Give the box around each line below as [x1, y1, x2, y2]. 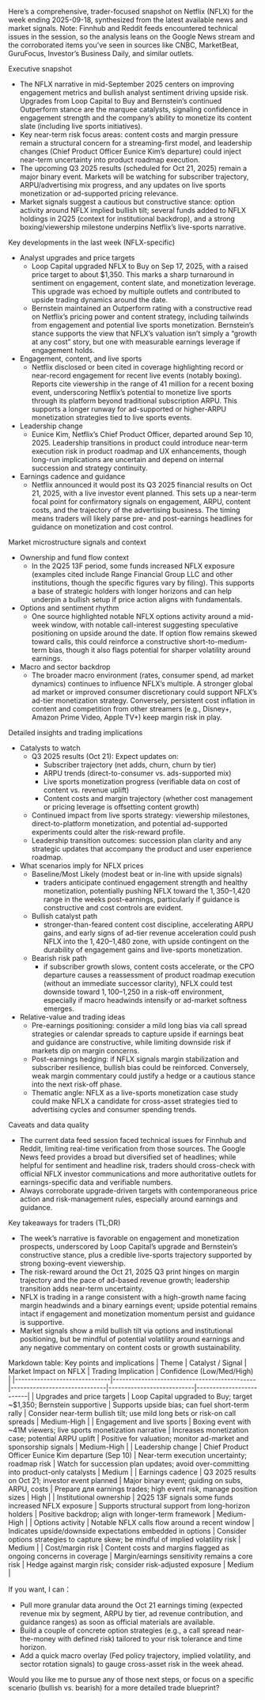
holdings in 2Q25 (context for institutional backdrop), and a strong [19, 214, 236, 223]
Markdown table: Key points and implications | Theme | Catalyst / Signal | [8, 1358, 247, 1368]
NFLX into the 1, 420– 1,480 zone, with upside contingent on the [43, 937, 250, 946]
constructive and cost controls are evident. [43, 903, 184, 913]
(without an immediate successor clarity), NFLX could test [43, 979, 233, 988]
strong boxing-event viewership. [19, 1258, 126, 1268]
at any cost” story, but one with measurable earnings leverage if [31, 337, 241, 347]
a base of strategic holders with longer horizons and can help [31, 586, 232, 596]
